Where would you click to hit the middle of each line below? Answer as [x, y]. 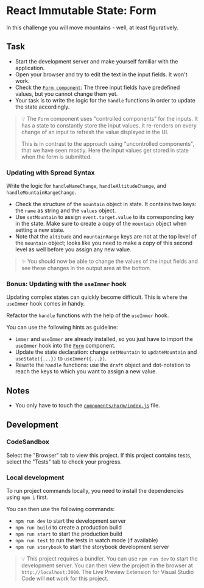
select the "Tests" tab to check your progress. [64, 462]
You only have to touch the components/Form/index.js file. [87, 406]
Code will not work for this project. [65, 579]
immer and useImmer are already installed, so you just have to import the [104, 339]
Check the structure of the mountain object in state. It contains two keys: [106, 204]
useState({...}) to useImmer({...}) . [61, 359]
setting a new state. [40, 230]
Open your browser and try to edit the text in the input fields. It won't [101, 74]
